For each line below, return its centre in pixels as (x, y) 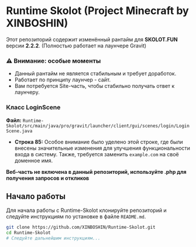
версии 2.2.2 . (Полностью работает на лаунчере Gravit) (76, 46)
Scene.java (19, 131)
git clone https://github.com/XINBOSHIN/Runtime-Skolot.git (81, 227)
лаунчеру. (27, 92)
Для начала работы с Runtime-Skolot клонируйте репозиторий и (86, 210)
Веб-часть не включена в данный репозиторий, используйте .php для (96, 171)
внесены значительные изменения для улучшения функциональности (102, 148)
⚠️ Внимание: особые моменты (54, 61)
